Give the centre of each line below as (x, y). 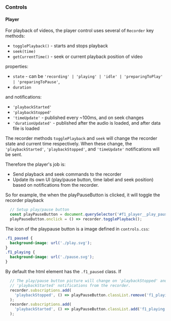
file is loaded (26, 129)
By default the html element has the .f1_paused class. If (63, 271)
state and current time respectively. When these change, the (69, 144)
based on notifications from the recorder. (56, 185)
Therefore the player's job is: (36, 164)
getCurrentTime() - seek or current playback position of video (78, 56)
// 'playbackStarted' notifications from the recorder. (70, 285)
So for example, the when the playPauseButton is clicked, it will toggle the (83, 195)
